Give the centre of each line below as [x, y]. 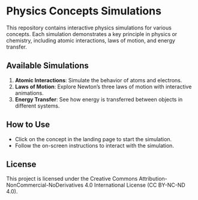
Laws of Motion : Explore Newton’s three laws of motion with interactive [103, 86]
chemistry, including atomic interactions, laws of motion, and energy [91, 40]
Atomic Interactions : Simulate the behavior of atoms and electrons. [98, 80]
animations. [29, 93]
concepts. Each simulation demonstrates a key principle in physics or [92, 34]
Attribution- [153, 179]
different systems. [37, 106]
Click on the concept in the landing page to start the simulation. [93, 139]
